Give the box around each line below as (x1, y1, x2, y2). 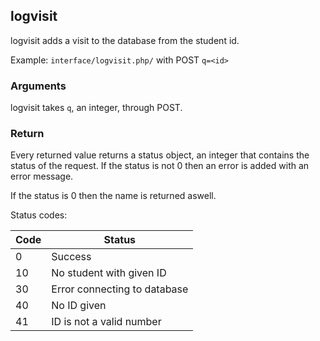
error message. (10, 170, 74, 183)
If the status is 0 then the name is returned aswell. (10, 190, 217, 202)
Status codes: (10, 209, 68, 221)
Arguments (10, 79, 67, 93)
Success (51, 250, 92, 264)
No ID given (51, 299, 107, 313)
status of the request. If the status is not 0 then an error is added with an (10, 160, 310, 172)
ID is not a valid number (51, 315, 162, 329)
